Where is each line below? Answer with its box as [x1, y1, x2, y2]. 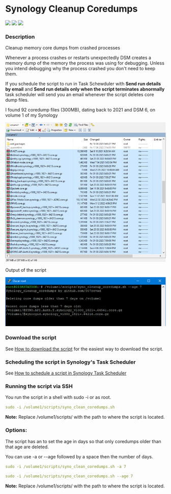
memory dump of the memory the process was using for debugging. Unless [5, 60, 164, 66]
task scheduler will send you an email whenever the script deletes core [5, 92, 154, 98]
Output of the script [5, 267, 47, 273]
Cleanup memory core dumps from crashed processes [5, 45, 121, 51]
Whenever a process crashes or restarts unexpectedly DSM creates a [5, 54, 152, 61]
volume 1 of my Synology [5, 112, 58, 119]
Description [5, 33, 35, 40]
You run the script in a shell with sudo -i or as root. [5, 394, 111, 400]
